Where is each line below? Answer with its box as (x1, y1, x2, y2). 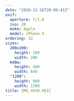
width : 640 (14, 69, 38, 74)
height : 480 (14, 64, 40, 69)
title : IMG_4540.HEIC (5, 88, 52, 93)
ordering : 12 (5, 36, 33, 41)
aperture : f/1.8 (10, 17, 44, 22)
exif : (5, 12, 17, 17)
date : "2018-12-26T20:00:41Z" (5, 7, 70, 13)
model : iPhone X (10, 31, 44, 36)
